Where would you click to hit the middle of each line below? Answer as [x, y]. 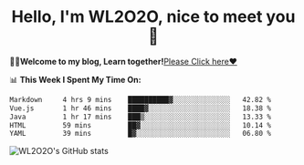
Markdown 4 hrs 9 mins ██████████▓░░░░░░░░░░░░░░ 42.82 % [141, 99]
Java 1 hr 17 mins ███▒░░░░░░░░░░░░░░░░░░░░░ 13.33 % [141, 117]
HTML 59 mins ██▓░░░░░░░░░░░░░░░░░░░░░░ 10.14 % [141, 125]
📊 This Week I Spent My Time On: [75, 79]
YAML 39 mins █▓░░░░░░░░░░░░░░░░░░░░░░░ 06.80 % [141, 134]
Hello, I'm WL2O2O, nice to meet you [153, 17]
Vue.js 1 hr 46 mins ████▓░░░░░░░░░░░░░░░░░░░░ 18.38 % [141, 108]
